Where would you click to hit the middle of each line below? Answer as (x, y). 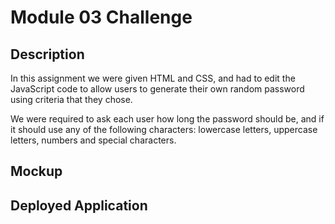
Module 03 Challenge (101, 17)
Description (47, 54)
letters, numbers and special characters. (93, 140)
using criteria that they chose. (71, 99)
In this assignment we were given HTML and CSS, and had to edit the (153, 78)
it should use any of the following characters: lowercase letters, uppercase (164, 129)
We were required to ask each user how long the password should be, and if (167, 119)
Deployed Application (79, 205)
